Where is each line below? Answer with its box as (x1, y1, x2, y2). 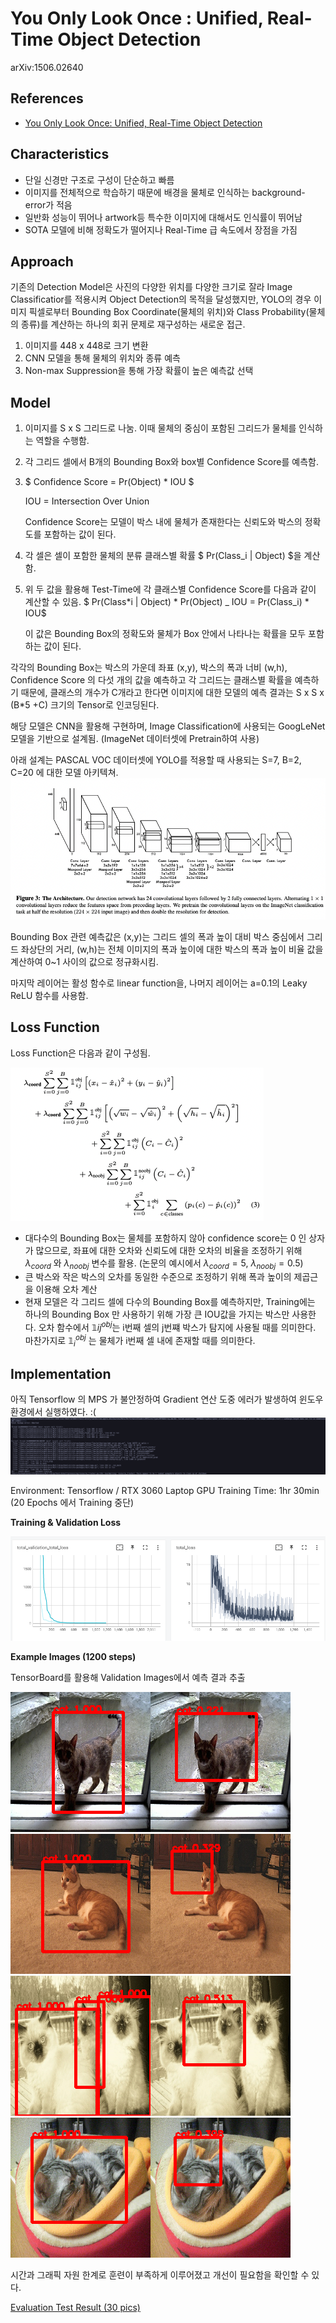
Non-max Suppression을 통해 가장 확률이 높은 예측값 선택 (24, 365, 254, 377)
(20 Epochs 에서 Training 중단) (10, 1497, 135, 1509)
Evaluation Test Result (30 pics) (10, 2301, 141, 2313)
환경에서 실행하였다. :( (10, 1406, 97, 1418)
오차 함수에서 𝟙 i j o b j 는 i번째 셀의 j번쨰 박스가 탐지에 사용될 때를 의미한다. (38, 1320, 317, 1333)
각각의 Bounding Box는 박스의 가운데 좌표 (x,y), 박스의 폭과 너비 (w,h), (10, 662, 288, 674)
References (10, 90, 84, 107)
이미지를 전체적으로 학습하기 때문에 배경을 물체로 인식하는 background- (24, 186, 306, 198)
